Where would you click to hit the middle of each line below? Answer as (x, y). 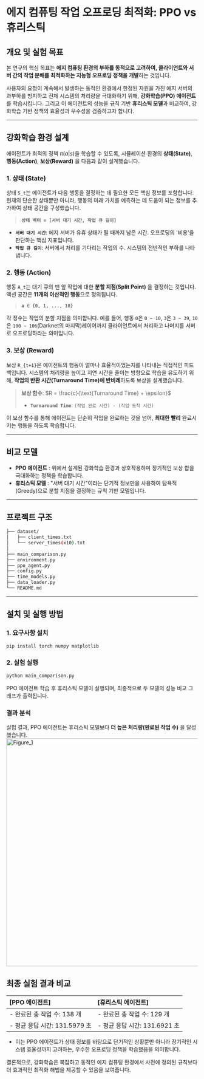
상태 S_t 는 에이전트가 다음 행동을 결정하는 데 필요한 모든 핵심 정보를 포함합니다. (100, 193)
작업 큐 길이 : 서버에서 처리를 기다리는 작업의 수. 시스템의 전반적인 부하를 (99, 248)
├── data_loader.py (31, 583)
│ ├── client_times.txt (39, 537)
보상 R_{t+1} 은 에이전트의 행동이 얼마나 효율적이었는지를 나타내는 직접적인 (95, 365)
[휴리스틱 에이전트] (123, 1002)
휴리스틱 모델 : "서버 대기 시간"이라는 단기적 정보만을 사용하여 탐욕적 (96, 483)
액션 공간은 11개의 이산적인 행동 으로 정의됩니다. (62, 295)
